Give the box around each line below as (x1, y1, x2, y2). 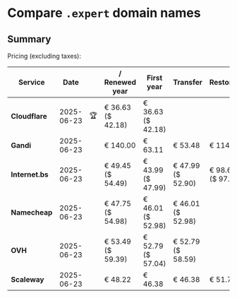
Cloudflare (11, 112, 47, 121)
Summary (7, 33, 51, 45)
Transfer (172, 78, 203, 87)
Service (18, 78, 45, 87)
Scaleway (11, 275, 44, 284)
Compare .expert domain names (7, 5, 201, 21)
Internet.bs (11, 169, 49, 179)
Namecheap (11, 208, 53, 217)
